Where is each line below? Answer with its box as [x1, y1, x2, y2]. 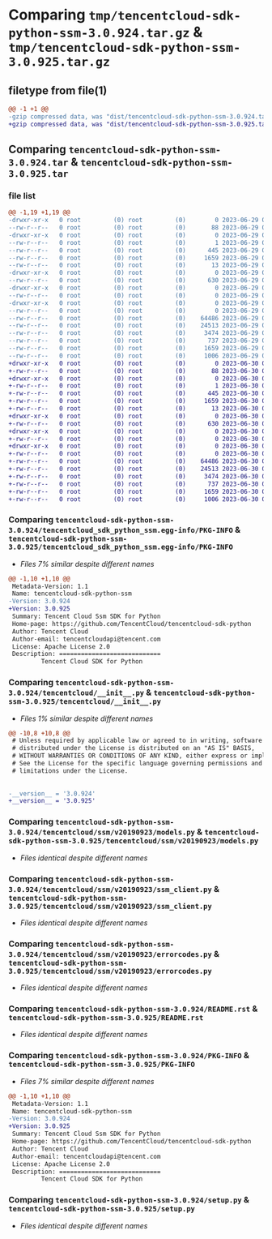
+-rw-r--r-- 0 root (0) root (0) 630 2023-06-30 [8, 419, 259, 427]
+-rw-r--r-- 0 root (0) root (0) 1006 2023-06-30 [8, 495, 259, 504]
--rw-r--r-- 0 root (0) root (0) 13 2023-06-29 [8, 261, 259, 269]
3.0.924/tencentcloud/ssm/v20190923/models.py [8, 828, 196, 837]
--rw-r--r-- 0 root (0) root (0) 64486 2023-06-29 [8, 314, 259, 322]
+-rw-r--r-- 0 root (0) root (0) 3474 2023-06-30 [8, 472, 259, 480]
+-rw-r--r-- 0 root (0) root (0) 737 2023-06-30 [8, 480, 259, 488]
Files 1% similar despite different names [19, 714, 154, 723]
